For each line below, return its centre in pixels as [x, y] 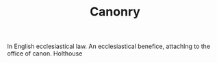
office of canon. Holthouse [45, 54]
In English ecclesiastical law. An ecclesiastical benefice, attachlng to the [109, 46]
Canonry [115, 12]
